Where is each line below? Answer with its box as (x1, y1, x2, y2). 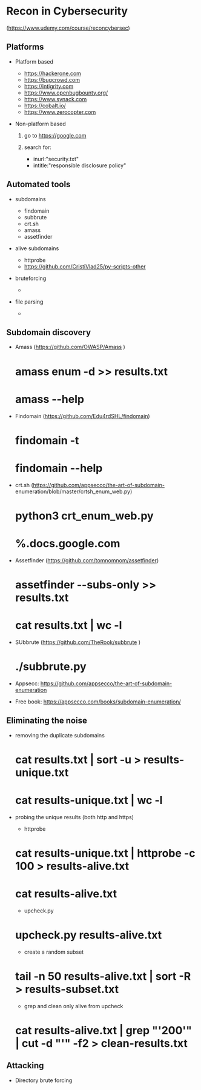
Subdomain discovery (6, 327, 91, 337)
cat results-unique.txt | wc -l (15, 794, 163, 807)
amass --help (15, 392, 85, 406)
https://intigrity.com (24, 82, 74, 90)
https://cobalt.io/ (24, 102, 67, 109)
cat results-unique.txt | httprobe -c (15, 846, 196, 860)
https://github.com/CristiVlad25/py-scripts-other (24, 262, 147, 270)
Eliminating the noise (6, 716, 88, 726)
